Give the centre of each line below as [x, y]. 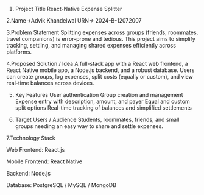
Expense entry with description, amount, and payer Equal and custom [102, 101]
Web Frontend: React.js [36, 150]
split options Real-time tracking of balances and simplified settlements [103, 108]
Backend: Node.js [28, 173]
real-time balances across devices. [50, 83]
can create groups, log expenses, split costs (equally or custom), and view [100, 76]
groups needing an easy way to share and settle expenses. [89, 126]
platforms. [19, 52]
